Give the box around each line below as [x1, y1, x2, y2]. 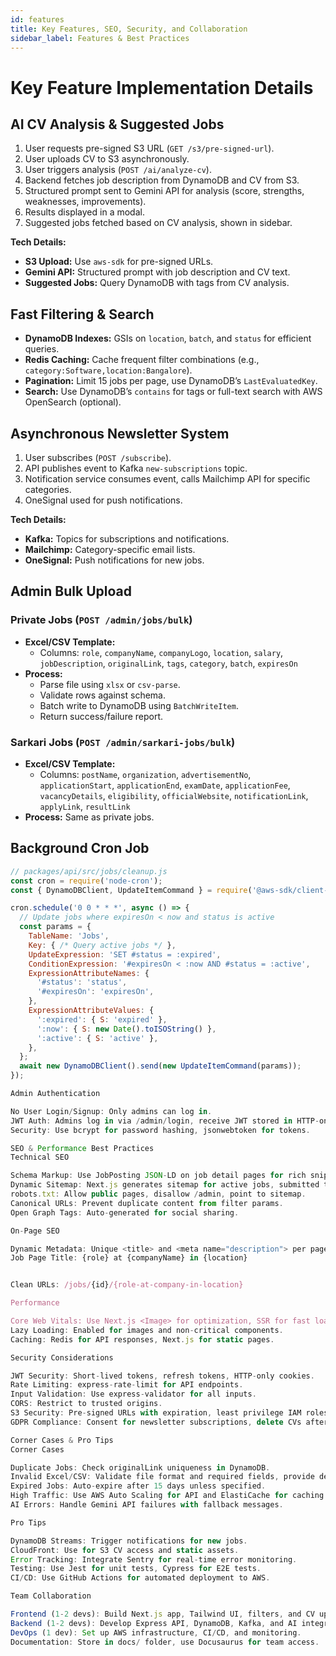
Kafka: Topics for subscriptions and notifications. [24, 533, 230, 545]
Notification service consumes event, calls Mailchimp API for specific [24, 473, 311, 485]
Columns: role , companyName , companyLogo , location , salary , [39, 646, 284, 658]
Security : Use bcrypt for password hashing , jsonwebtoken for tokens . [10, 1125, 311, 1135]
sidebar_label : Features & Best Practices [10, 33, 190, 43]
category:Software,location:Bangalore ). [24, 364, 193, 376]
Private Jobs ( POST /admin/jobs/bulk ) [10, 613, 193, 627]
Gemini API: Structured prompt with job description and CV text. [24, 266, 291, 278]
